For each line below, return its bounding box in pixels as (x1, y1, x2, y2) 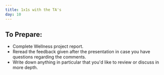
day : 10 (5, 12, 22, 17)
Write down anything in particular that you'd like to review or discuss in (12, 59, 159, 65)
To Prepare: (5, 30, 43, 39)
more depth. (12, 65, 38, 71)
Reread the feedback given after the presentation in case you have (12, 49, 150, 55)
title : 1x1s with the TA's (5, 7, 62, 12)
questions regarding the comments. (12, 54, 86, 60)
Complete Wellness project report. (12, 43, 84, 50)
